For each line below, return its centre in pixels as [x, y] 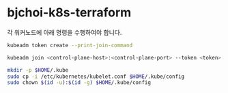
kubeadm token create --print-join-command [70, 45]
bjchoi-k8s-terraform [69, 13]
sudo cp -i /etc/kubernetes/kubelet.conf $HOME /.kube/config [96, 77]
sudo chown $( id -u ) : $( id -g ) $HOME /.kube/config [79, 83]
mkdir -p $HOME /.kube [38, 70]
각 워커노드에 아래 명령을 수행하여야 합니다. [65, 32]
